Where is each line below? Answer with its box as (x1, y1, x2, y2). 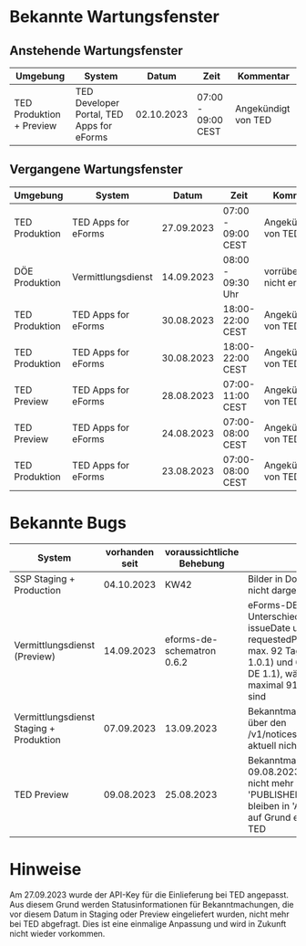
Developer (75, 97, 120, 109)
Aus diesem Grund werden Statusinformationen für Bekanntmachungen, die (9, 899, 294, 909)
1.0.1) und (247, 656, 293, 668)
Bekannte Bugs (9, 513, 127, 533)
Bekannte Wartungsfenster (9, 6, 220, 27)
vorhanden (105, 545, 155, 558)
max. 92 (247, 644, 283, 657)
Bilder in (247, 573, 283, 585)
